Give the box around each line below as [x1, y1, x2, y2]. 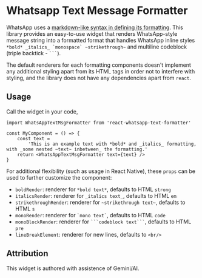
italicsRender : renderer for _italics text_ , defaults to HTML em [15, 192, 177, 199]
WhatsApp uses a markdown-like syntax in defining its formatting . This [6, 24, 183, 31]
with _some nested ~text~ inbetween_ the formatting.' [6, 146, 148, 152]
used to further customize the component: [6, 174, 112, 181]
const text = [17, 135, 50, 141]
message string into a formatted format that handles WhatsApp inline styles [6, 36, 195, 44]
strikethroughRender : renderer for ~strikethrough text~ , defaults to [15, 198, 186, 206]
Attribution [6, 248, 49, 259]
